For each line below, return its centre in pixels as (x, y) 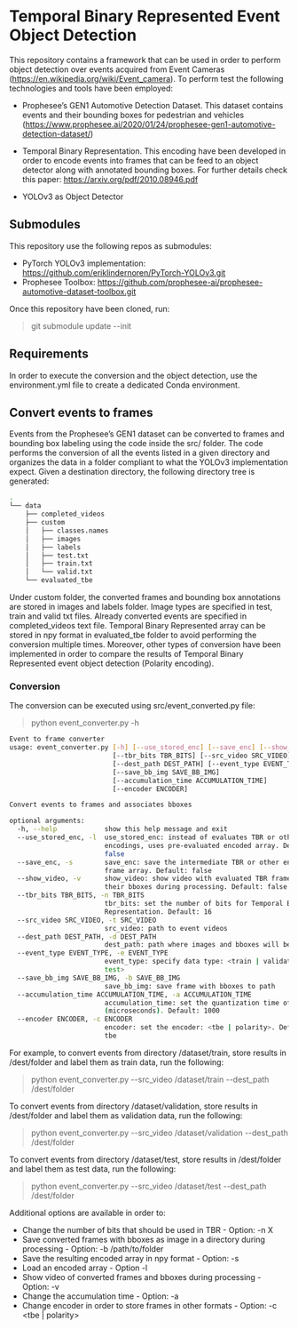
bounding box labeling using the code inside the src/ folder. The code (136, 444)
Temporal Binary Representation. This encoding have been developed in (154, 151)
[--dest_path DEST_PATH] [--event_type (186, 764)
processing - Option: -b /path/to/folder (93, 1249)
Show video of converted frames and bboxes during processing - (141, 1277)
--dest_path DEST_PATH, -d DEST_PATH (87, 937)
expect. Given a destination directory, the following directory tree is (132, 472)
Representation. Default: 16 (158, 912)
